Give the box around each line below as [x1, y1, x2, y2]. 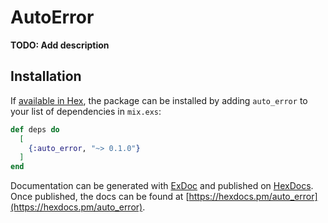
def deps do [10, 124, 60, 135]
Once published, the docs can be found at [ [10, 191, 190, 203]
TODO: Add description [10, 39, 110, 51]
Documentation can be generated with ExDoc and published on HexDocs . [10, 180, 314, 192]
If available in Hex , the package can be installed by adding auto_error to [10, 94, 308, 106]
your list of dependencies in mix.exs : [10, 105, 162, 117]
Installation [10, 68, 82, 85]
